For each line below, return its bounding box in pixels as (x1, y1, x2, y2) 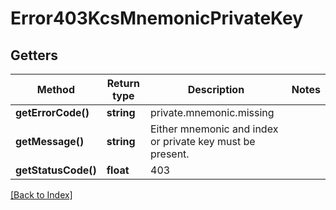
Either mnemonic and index (150, 122, 279, 136)
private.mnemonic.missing (150, 106, 275, 119)
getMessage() (15, 135, 85, 148)
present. (150, 147, 190, 161)
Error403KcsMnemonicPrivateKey (10, 7, 304, 30)
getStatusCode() (15, 163, 97, 177)
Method (36, 83, 75, 96)
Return (106, 77, 140, 90)
